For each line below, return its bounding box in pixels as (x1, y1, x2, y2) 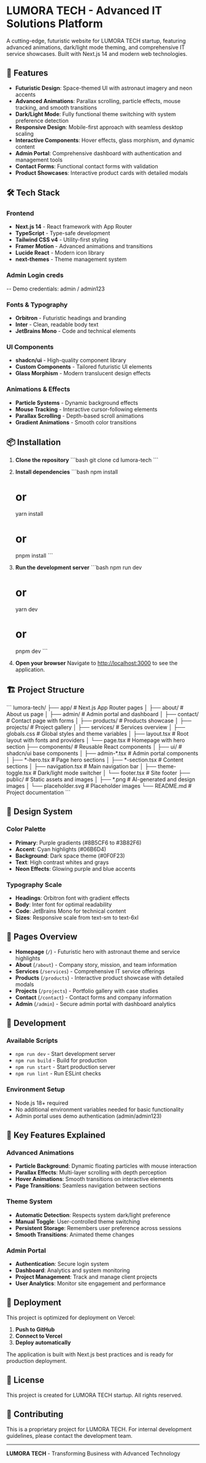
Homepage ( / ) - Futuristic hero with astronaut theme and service (15, 948, 181, 955)
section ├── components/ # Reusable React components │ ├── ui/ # (6, 743, 182, 750)
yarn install (15, 510, 44, 518)
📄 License (6, 1375, 45, 1386)
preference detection (15, 117, 69, 124)
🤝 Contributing (6, 1409, 64, 1419)
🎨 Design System (6, 806, 73, 817)
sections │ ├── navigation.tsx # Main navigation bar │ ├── (6, 763, 156, 770)
